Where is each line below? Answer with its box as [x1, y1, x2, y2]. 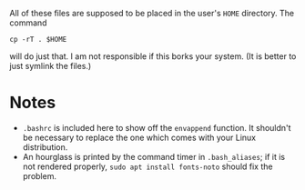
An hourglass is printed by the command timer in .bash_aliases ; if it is [22, 151, 285, 162]
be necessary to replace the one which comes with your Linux [22, 132, 257, 143]
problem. [22, 170, 57, 181]
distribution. [22, 141, 68, 153]
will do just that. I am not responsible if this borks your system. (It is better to [9, 51, 297, 62]
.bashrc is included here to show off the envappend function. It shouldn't [22, 122, 291, 133]
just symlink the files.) [9, 61, 92, 71]
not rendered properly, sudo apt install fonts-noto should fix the [22, 161, 273, 172]
